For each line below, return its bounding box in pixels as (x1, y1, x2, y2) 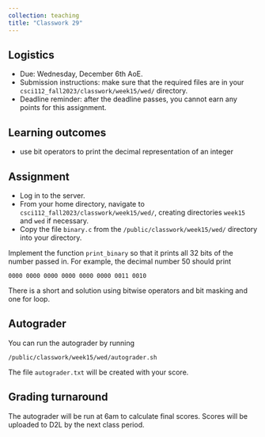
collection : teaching (8, 11, 80, 20)
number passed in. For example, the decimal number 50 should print (8, 256, 232, 266)
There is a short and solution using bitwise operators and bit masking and (8, 286, 248, 295)
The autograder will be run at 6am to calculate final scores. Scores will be (8, 411, 248, 420)
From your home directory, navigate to (19, 199, 145, 208)
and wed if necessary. (19, 215, 89, 226)
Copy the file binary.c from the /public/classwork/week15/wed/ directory (19, 224, 258, 234)
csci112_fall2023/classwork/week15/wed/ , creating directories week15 (19, 207, 246, 217)
